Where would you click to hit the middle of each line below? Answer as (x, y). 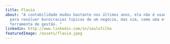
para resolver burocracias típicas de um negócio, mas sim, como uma (84, 19)
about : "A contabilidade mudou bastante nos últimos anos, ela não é (80, 15)
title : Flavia (20, 10)
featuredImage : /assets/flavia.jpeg (44, 33)
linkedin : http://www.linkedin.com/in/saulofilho (59, 29)
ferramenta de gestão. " (36, 24)
